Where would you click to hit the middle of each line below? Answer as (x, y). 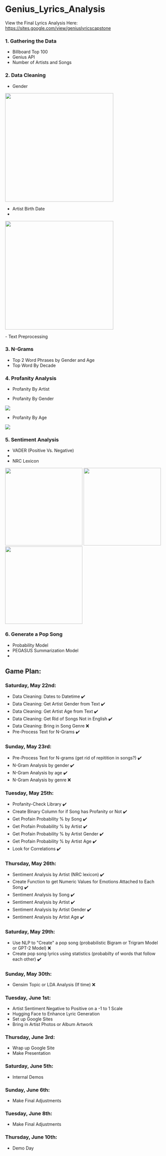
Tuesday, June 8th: (29, 1114)
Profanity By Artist (31, 389)
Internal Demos (28, 1077)
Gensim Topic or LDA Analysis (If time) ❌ (54, 984)
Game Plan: (23, 671)
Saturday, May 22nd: (31, 685)
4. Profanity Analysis (31, 378)
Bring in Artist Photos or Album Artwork (52, 1024)
